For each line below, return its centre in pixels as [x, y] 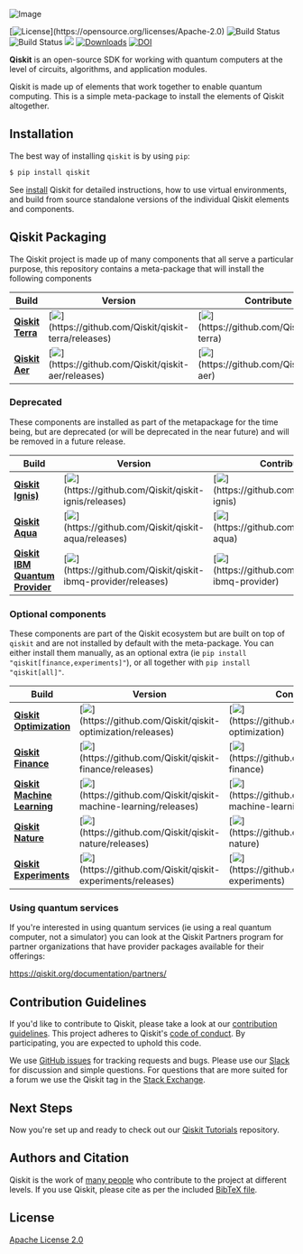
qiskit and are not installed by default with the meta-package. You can [142, 643]
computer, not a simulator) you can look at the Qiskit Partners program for [147, 937]
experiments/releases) [127, 881]
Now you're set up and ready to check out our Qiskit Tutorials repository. [144, 1130]
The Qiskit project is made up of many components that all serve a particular [151, 259]
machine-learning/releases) [139, 807]
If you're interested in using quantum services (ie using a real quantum [141, 927]
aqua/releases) [96, 539]
